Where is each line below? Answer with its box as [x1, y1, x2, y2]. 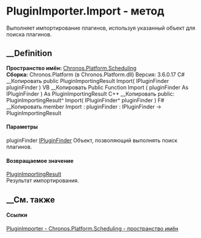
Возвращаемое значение [6, 157, 74, 164]
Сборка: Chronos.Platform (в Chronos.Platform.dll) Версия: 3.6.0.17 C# [6, 71, 185, 78]
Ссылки [6, 211, 28, 219]
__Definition [6, 48, 53, 59]
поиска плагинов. [6, 30, 52, 38]
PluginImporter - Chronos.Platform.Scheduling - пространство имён [6, 225, 179, 232]
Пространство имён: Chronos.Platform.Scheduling [6, 64, 137, 71]
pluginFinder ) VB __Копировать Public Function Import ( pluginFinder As [6, 84, 189, 91]
